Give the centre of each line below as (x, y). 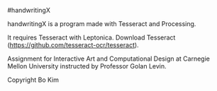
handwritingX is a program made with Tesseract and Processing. (102, 24)
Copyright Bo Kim (33, 80)
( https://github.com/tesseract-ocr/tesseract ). (73, 45)
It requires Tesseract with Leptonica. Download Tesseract (91, 37)
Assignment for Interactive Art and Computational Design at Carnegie (109, 59)
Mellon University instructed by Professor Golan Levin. (87, 66)
